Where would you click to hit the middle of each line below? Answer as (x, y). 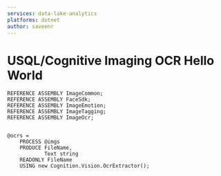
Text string (61, 154)
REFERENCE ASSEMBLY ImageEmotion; (57, 106)
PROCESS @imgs (40, 142)
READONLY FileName (46, 160)
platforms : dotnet (33, 20)
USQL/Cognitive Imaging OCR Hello (111, 60)
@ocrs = (18, 136)
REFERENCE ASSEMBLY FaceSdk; (49, 100)
